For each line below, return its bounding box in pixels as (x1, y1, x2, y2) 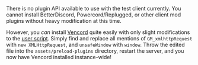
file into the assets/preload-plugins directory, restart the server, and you (6, 47, 184, 54)
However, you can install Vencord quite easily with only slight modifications (6, 29, 190, 36)
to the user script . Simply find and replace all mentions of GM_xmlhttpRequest (6, 35, 193, 42)
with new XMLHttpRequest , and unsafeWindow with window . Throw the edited (6, 41, 185, 48)
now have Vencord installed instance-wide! (6, 54, 111, 60)
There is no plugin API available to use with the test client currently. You (6, 5, 181, 12)
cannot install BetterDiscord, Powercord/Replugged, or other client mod (6, 11, 181, 18)
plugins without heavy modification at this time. (6, 18, 122, 24)
